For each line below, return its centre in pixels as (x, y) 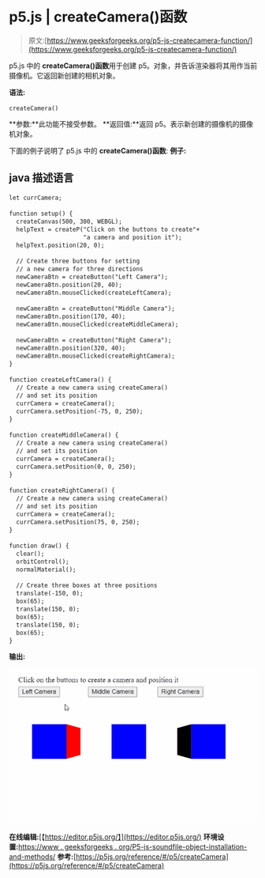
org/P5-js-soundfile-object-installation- (183, 846)
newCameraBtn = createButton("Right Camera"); (94, 340)
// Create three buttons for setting (78, 261)
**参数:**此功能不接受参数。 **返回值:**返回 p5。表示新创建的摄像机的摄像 (131, 123)
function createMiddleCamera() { (64, 435)
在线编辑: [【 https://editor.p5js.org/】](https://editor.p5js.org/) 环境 (113, 837)
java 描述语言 (41, 178)
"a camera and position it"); (132, 237)
